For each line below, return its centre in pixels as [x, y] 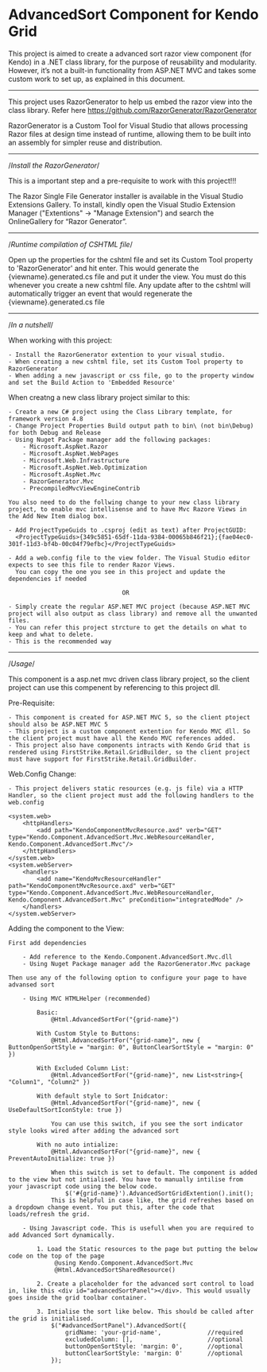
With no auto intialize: [78, 1145]
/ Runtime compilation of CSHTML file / [70, 244]
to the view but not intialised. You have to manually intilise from [126, 1179]
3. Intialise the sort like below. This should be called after [145, 1312]
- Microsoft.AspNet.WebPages [71, 453]
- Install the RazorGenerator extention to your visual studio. [117, 355]
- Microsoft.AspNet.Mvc [62, 475]
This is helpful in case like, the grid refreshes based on [152, 1200]
